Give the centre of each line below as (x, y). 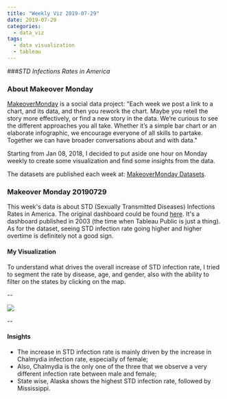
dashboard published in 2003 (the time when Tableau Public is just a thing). (114, 221)
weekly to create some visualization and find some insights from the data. (111, 161)
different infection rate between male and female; (87, 374)
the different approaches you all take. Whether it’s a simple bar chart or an (112, 126)
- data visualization (44, 45)
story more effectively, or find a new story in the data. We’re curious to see (112, 119)
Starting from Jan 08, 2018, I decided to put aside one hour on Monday (107, 154)
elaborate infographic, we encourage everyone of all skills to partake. (105, 133)
